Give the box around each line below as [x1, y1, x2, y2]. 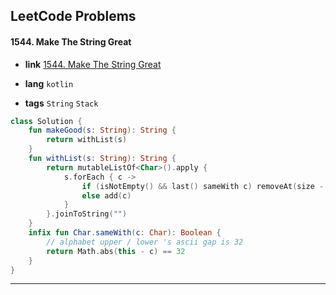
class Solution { [10, 116, 83, 126]
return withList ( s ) [46, 135, 128, 145]
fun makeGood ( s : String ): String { [28, 125, 177, 136]
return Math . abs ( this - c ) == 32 [46, 246, 186, 256]
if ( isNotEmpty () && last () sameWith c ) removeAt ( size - [81, 181, 325, 191]
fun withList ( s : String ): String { [28, 154, 177, 164]
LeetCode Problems [10, 8, 137, 25]
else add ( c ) [81, 190, 132, 201]
